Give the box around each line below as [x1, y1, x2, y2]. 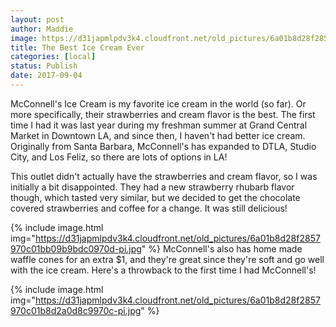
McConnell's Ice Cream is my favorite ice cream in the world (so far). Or [10, 97, 307, 110]
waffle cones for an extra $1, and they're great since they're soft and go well [10, 253, 325, 265]
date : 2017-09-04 [10, 71, 83, 81]
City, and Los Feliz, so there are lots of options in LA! [10, 151, 228, 163]
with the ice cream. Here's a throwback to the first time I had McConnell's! [10, 264, 317, 276]
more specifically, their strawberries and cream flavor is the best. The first [10, 108, 316, 120]
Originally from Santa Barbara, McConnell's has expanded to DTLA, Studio [10, 140, 317, 152]
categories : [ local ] [10, 52, 97, 62]
